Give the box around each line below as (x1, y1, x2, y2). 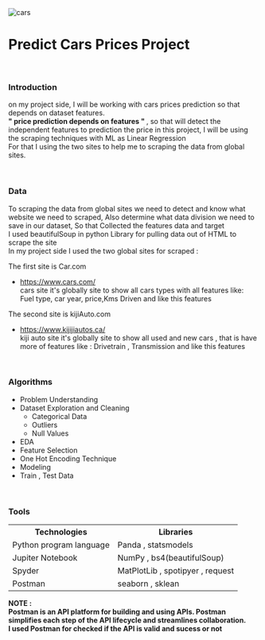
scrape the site (8, 238, 57, 247)
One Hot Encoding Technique (19, 453, 117, 464)
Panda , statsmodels (117, 540, 193, 551)
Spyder (12, 565, 40, 576)
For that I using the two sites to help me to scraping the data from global (8, 142, 245, 152)
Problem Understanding (19, 394, 99, 404)
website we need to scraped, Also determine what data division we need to (8, 212, 255, 222)
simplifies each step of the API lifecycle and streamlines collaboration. (8, 615, 247, 625)
